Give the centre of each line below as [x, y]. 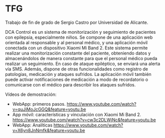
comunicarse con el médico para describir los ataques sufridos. [70, 84]
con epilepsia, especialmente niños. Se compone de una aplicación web [79, 37]
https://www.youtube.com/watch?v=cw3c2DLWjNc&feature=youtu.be [84, 120]
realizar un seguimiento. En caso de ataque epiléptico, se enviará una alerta [83, 64]
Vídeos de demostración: [31, 94]
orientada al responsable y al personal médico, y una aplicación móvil [77, 42]
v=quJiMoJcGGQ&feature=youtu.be [49, 109]
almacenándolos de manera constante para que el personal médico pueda [81, 58]
